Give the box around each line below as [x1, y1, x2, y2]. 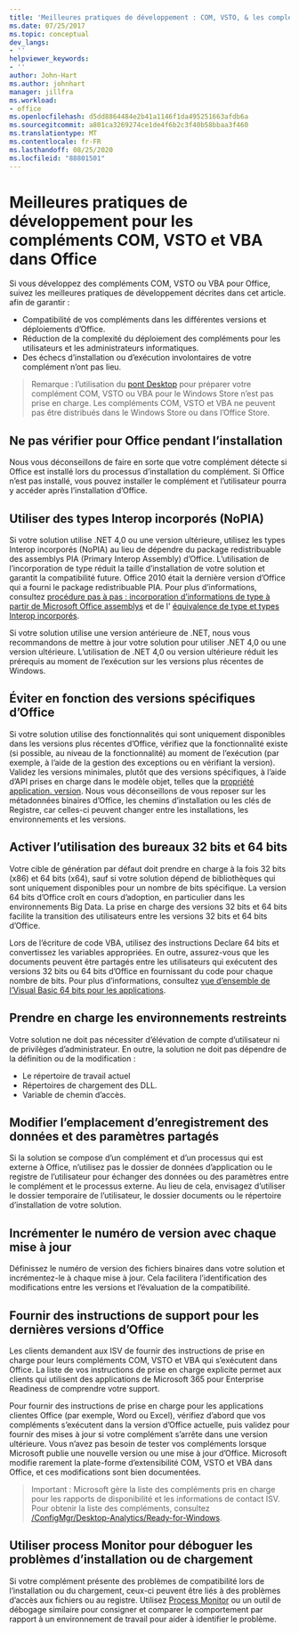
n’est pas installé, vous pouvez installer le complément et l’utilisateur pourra [9, 475, 287, 486]
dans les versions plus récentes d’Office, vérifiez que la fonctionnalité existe [9, 738, 288, 749]
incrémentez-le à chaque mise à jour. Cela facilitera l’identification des [9, 1272, 267, 1283]
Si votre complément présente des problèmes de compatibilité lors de [9, 1575, 265, 1586]
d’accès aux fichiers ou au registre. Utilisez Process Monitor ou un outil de [9, 1595, 282, 1605]
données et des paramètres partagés [9, 1128, 220, 1144]
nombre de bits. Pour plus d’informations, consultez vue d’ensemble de [9, 975, 271, 986]
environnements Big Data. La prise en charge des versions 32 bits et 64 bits [9, 901, 287, 912]
